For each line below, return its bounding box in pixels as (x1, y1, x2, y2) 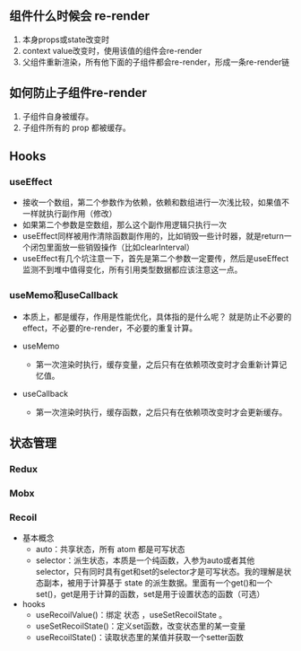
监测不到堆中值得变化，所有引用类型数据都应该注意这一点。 (21, 264, 243, 276)
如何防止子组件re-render (9, 85, 148, 101)
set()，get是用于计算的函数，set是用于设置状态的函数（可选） (35, 589, 265, 600)
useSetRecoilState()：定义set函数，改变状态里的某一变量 (35, 620, 246, 631)
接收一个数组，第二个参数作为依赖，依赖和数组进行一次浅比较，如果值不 (21, 197, 289, 208)
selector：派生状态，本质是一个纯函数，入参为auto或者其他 (35, 555, 255, 566)
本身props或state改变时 (21, 34, 110, 45)
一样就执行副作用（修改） (21, 208, 117, 219)
